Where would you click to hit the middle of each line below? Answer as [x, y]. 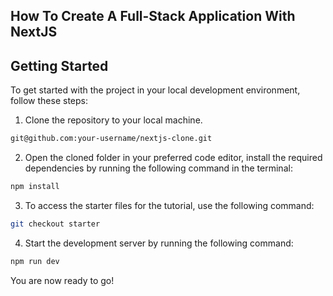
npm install [35, 187]
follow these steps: [49, 101]
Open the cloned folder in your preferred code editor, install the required [173, 158]
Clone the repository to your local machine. [113, 120]
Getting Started [59, 65]
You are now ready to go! [62, 280]
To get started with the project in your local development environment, [155, 90]
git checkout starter [55, 224]
